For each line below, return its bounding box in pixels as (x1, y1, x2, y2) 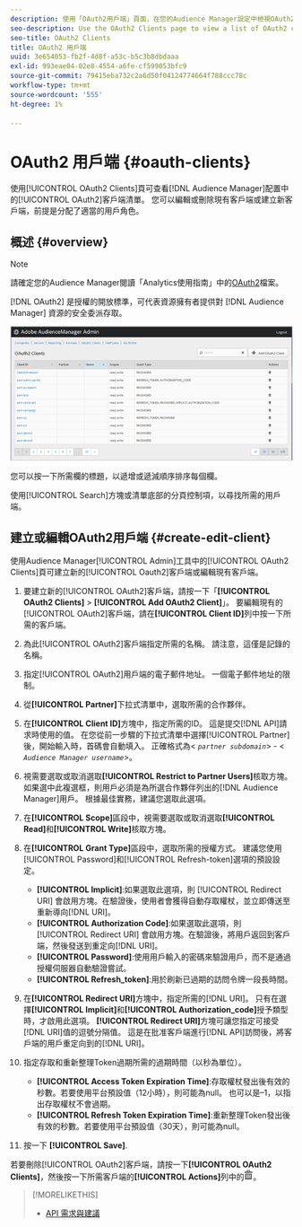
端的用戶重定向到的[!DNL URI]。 (30, 1038, 150, 1049)
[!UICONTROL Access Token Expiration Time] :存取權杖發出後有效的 (36, 1076, 290, 1087)
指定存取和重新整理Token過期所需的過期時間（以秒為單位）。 (22, 1057, 246, 1068)
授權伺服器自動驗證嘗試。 (36, 963, 132, 974)
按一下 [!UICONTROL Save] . (22, 1140, 128, 1151)
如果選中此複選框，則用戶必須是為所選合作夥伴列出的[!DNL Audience (22, 782, 279, 793)
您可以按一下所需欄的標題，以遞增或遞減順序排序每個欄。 (10, 471, 222, 482)
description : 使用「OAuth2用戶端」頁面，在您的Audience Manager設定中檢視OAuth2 (10, 14, 295, 23)
